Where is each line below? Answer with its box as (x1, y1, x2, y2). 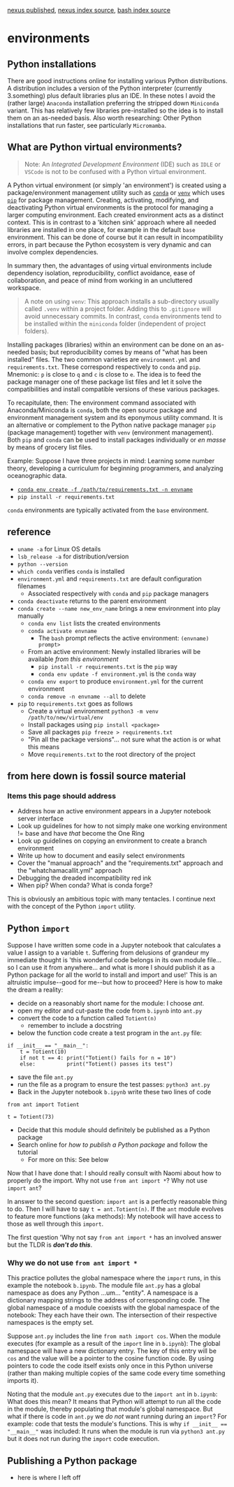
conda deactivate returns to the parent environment (17, 597, 167, 605)
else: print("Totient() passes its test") (20, 1061, 173, 1068)
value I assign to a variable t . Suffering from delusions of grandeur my (7, 948, 210, 957)
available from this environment (27, 655, 119, 663)
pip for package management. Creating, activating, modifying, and (7, 196, 199, 204)
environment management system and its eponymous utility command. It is (7, 413, 224, 421)
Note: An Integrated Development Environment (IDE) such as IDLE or (24, 160, 221, 168)
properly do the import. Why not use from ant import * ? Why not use (7, 1177, 208, 1185)
